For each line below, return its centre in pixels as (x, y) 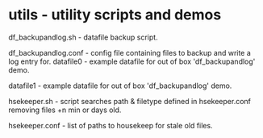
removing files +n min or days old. (65, 110)
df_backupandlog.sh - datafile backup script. (83, 37)
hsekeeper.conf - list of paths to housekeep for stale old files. (111, 125)
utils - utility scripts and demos (115, 15)
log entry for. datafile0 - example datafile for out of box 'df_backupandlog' (132, 61)
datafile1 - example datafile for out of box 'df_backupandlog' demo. (120, 86)
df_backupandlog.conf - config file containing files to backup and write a (130, 52)
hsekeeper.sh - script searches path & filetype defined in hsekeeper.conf (130, 101)
